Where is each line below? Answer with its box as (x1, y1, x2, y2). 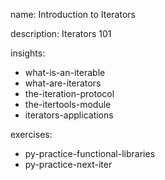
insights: (10, 47, 46, 59)
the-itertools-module (24, 99, 112, 110)
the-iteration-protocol (24, 88, 115, 99)
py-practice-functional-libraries (24, 148, 156, 159)
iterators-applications (24, 109, 114, 121)
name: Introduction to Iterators (10, 9, 136, 20)
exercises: (10, 129, 53, 140)
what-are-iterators (24, 77, 102, 89)
